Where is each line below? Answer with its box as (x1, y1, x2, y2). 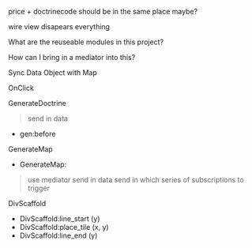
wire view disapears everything (8, 22, 111, 31)
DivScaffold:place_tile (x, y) (19, 223, 109, 231)
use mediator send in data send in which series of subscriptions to (27, 175, 245, 184)
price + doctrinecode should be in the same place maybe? (8, 7, 198, 16)
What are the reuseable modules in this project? (8, 37, 164, 47)
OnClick (8, 83, 34, 92)
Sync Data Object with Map (8, 68, 97, 77)
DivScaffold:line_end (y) (19, 231, 98, 240)
